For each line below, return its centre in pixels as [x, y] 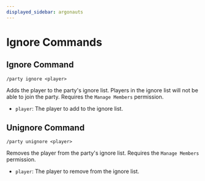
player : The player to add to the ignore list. [69, 108]
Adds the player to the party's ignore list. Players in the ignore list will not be [102, 90]
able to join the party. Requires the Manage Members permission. [85, 97]
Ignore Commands [54, 42]
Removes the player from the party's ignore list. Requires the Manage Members [103, 153]
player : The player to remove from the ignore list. [77, 171]
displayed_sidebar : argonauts [45, 12]
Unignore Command [46, 128]
